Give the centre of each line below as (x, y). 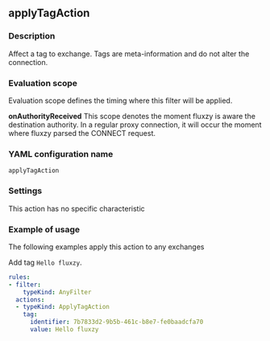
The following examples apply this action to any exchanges (106, 247)
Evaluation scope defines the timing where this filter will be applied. (120, 101)
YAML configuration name (61, 154)
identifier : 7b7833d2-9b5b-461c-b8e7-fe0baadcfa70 (116, 322)
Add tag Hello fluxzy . (45, 262)
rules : (19, 277)
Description (32, 36)
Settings (25, 191)
